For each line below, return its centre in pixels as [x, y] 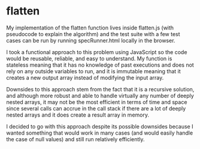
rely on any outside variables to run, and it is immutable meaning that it [93, 71]
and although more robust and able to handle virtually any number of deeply [100, 96]
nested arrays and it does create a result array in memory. [78, 115]
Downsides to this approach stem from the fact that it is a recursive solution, [100, 89]
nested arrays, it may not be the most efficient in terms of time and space [97, 102]
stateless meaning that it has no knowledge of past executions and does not [100, 65]
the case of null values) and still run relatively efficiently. [75, 139]
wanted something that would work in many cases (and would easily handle [100, 133]
